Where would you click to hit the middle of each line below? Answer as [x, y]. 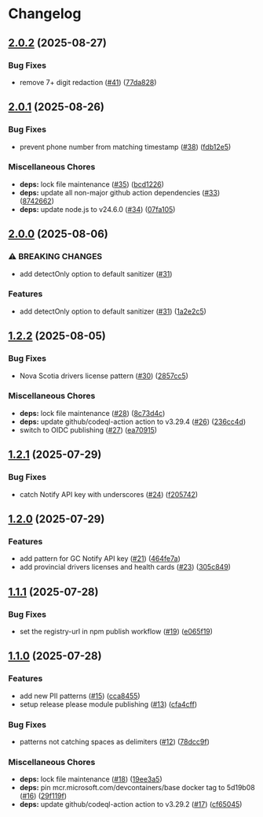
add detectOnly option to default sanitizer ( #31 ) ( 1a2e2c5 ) [113, 311]
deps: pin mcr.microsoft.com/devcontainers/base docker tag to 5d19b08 [137, 788]
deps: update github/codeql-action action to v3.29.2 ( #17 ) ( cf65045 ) [131, 804]
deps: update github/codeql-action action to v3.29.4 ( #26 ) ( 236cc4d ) [133, 421]
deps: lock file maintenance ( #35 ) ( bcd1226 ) [92, 184]
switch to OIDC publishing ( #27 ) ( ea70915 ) [88, 429]
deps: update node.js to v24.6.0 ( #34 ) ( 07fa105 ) [97, 209]
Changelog [45, 14]
